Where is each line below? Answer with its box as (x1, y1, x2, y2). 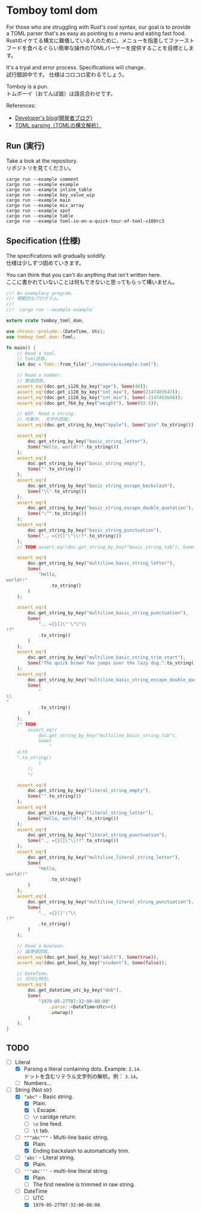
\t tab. (32, 1127, 50, 1134)
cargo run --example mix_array (6, 202, 84, 208)
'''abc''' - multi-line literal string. (23, 1167, 109, 1174)
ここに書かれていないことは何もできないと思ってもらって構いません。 (6, 278, 178, 285)
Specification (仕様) (6, 236, 81, 246)
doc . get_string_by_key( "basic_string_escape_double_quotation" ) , (28, 505, 194, 511)
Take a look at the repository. (6, 157, 78, 164)
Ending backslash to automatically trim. (32, 1147, 130, 1154)
